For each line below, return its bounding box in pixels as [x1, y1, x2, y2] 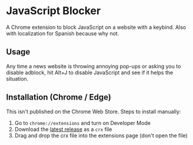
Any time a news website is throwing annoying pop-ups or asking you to [6, 62, 181, 70]
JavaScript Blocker [6, 4, 101, 18]
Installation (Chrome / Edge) [6, 93, 112, 103]
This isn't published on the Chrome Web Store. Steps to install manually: [6, 108, 181, 115]
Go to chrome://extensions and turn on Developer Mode [14, 119, 151, 126]
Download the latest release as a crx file [14, 126, 112, 133]
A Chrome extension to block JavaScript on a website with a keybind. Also [6, 24, 187, 31]
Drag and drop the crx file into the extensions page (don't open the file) [14, 131, 188, 139]
